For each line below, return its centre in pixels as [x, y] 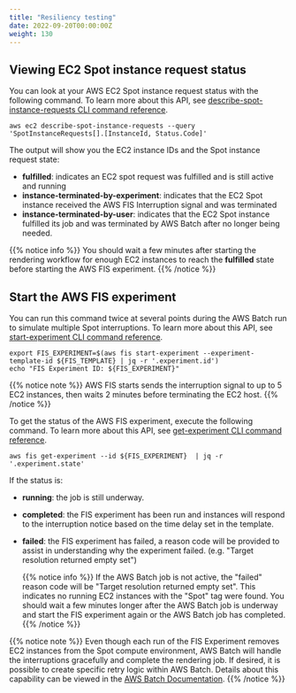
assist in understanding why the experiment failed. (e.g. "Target [138, 551]
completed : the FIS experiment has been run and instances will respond [153, 515]
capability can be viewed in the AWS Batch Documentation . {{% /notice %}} [147, 679]
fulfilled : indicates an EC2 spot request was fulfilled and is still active [148, 177]
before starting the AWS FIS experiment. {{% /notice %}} [113, 269]
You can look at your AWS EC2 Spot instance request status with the [134, 91]
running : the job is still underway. [83, 497]
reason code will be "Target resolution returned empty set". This [139, 586]
